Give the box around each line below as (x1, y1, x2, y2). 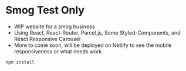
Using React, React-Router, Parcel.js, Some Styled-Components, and (13, 29, 181, 36)
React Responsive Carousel (13, 35, 81, 42)
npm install (5, 59, 35, 65)
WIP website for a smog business (13, 23, 95, 30)
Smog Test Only (5, 4, 84, 17)
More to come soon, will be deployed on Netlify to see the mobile (13, 42, 172, 49)
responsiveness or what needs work (13, 48, 102, 55)
